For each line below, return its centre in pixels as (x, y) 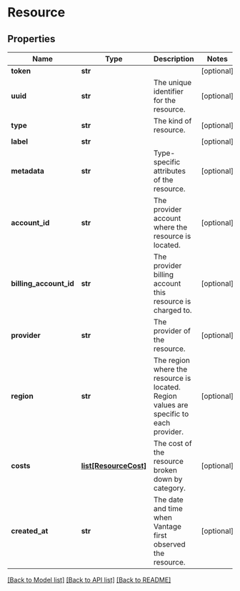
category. (169, 488)
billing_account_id (43, 283)
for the (165, 100)
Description (174, 59)
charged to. (172, 310)
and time (168, 508)
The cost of (172, 443)
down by (168, 479)
